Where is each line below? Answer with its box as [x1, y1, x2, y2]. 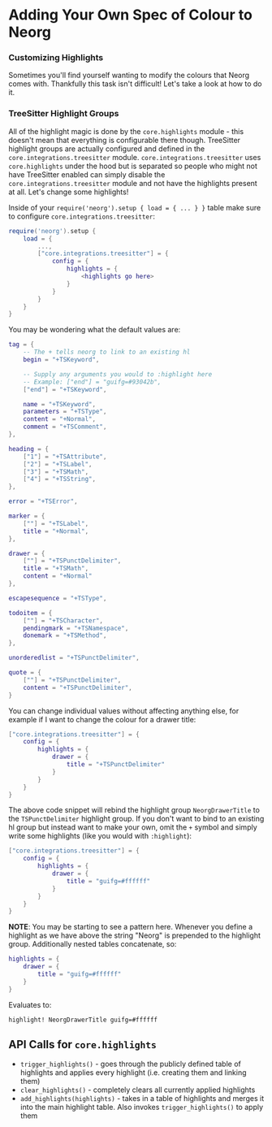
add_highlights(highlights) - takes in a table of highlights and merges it [19, 1094, 265, 1103]
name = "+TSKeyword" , [23, 400, 96, 408]
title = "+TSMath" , [23, 565, 89, 573]
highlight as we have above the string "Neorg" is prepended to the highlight [8, 930, 261, 940]
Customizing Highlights [8, 52, 104, 63]
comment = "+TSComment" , [23, 423, 107, 431]
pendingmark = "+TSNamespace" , [23, 624, 129, 632]
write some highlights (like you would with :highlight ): [8, 831, 192, 841]
